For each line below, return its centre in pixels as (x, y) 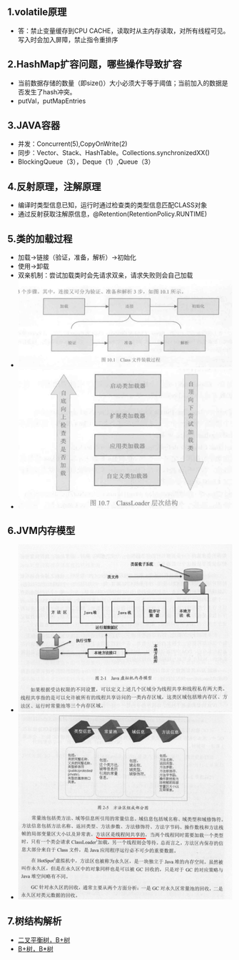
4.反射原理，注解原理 (54, 186)
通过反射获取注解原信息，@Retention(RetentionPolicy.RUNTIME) (112, 214)
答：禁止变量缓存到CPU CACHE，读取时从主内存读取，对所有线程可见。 (123, 31)
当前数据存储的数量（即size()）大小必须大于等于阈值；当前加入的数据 (120, 83)
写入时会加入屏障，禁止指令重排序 (68, 39)
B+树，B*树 (35, 949)
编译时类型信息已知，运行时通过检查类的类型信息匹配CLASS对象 (112, 205)
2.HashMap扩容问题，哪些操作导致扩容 (95, 65)
